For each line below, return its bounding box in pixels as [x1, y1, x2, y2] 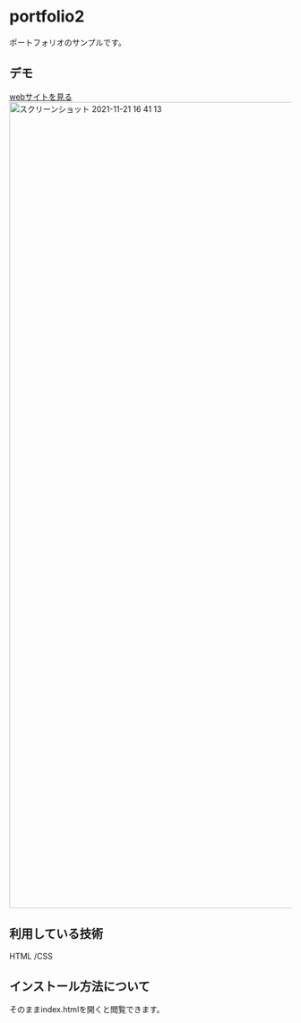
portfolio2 [9, 6, 85, 27]
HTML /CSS [9, 950, 54, 961]
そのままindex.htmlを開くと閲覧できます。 [9, 1004, 165, 1015]
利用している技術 [9, 926, 104, 941]
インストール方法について [9, 978, 150, 993]
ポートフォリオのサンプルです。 [9, 37, 127, 47]
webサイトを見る [9, 91, 73, 102]
